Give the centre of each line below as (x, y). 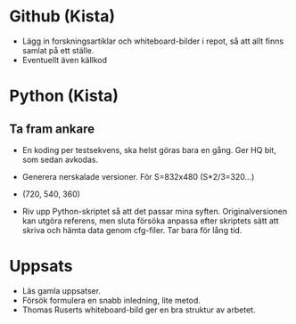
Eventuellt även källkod (65, 60)
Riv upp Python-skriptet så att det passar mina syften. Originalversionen (155, 211)
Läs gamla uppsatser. (61, 290)
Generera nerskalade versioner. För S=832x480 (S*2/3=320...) (138, 176)
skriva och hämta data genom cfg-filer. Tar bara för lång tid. (132, 230)
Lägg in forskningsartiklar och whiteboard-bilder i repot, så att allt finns (152, 41)
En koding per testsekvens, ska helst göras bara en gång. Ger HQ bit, (149, 150)
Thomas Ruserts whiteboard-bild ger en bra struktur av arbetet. (139, 310)
